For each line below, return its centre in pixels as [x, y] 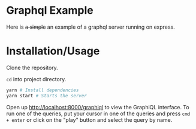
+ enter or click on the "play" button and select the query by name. [89, 119]
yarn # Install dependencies [43, 90]
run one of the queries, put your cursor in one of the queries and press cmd [98, 113]
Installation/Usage [53, 51]
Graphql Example [50, 10]
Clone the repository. [32, 67]
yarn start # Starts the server [46, 96]
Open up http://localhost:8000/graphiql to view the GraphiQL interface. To [98, 107]
